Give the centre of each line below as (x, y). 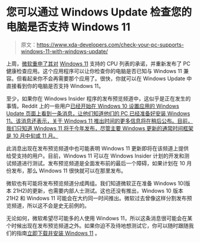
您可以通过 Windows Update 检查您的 (99, 12)
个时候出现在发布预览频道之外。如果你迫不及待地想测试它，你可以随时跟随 (97, 225)
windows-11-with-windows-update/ (64, 51)
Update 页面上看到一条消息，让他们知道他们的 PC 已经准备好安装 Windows (98, 113)
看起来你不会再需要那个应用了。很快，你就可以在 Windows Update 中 (107, 78)
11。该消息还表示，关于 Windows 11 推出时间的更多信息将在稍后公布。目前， (100, 121)
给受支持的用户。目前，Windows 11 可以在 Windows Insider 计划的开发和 (95, 156)
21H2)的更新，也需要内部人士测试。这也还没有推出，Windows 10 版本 (98, 190)
